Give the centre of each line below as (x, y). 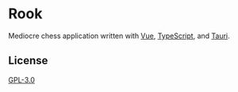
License (28, 61)
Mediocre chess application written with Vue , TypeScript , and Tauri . (119, 36)
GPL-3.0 (22, 79)
